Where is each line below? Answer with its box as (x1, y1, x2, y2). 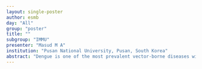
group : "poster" (6, 25, 47, 32)
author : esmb (6, 14, 39, 20)
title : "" (6, 31, 31, 37)
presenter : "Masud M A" (6, 43, 66, 49)
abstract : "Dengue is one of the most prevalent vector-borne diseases (6, 53, 189, 59)
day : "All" (6, 20, 34, 26)
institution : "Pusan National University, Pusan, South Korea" (6, 48, 168, 54)
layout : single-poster (6, 8, 63, 15)
